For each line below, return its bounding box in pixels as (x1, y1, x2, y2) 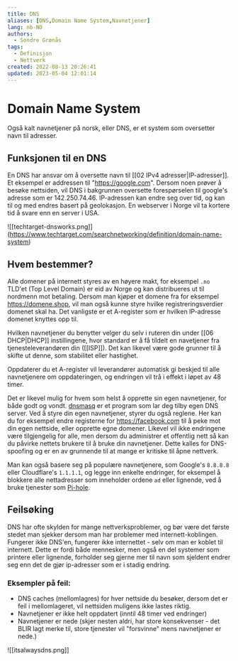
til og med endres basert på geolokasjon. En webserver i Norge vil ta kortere (7, 201, 230, 210)
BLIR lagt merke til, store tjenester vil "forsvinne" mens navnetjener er (17, 625, 222, 633)
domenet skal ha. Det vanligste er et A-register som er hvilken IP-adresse (7, 307, 221, 316)
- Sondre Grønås (13, 37, 62, 44)
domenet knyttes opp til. (7, 315, 79, 323)
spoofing (7, 447, 34, 456)
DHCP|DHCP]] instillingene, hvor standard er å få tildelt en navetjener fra (7, 336, 220, 345)
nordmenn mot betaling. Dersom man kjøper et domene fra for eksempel (7, 292, 220, 301)
